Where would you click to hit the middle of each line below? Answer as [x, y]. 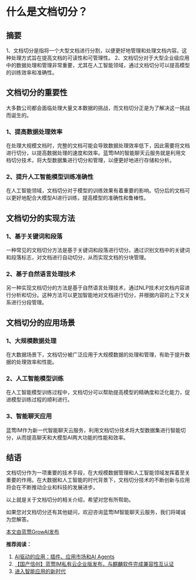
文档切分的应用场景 [41, 322]
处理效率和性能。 [36, 362]
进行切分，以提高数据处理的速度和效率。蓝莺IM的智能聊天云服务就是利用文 [96, 153]
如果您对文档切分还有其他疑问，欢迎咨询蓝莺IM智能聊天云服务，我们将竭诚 [96, 512]
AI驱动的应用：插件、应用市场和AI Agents [64, 557]
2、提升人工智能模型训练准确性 [50, 177]
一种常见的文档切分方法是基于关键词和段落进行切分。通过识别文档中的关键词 [98, 250]
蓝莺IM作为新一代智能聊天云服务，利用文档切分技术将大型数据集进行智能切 [96, 430]
